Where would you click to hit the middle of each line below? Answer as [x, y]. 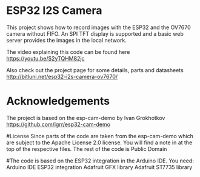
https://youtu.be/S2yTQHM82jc [45, 58]
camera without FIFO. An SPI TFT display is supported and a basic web [95, 33]
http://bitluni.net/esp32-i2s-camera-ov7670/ [62, 76]
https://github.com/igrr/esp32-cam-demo [58, 124]
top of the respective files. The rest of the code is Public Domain [87, 149]
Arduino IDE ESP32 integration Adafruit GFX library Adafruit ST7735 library [99, 167]
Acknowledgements [58, 101]
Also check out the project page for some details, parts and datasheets [95, 70]
